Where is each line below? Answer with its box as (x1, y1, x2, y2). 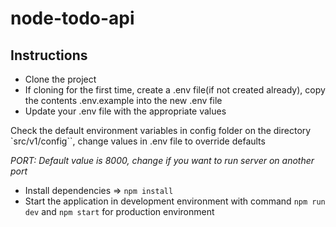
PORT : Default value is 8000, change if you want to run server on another (10, 155, 315, 166)
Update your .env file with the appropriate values (24, 105, 227, 117)
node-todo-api (10, 7, 135, 30)
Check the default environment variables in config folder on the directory (10, 125, 312, 136)
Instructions (10, 47, 88, 64)
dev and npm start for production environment (24, 206, 215, 217)
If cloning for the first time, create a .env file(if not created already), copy (24, 84, 326, 96)
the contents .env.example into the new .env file (24, 95, 223, 106)
